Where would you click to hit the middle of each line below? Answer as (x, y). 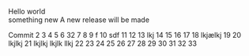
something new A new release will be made (79, 20)
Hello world (27, 11)
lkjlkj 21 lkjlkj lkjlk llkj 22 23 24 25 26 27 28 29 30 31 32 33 (103, 43)
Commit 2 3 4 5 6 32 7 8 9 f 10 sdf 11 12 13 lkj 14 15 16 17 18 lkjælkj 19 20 (125, 35)
